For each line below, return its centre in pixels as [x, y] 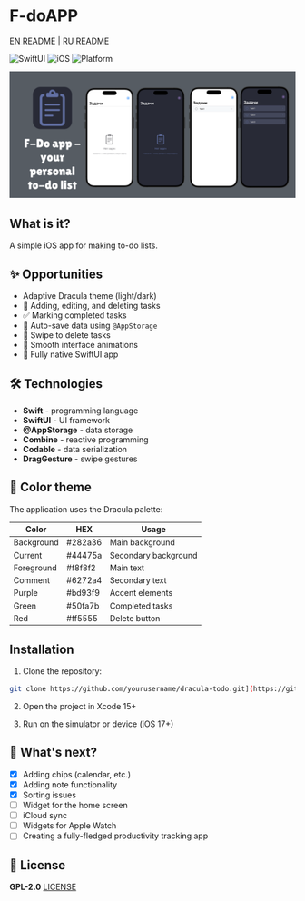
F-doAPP [44, 16]
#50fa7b [83, 606]
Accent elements [141, 593]
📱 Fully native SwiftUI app [70, 354]
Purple [25, 593]
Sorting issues [49, 795]
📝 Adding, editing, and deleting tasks [91, 306]
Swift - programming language [80, 411]
